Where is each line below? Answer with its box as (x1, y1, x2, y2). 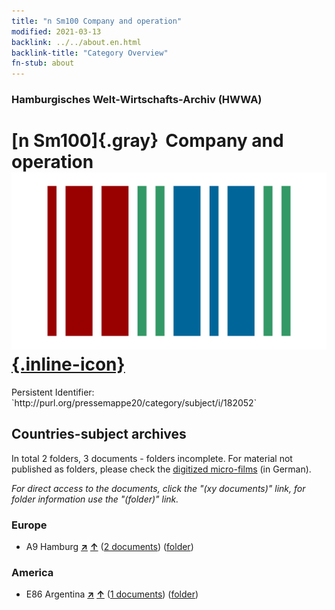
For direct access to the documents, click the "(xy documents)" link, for (11, 482, 306, 494)
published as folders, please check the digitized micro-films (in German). (11, 463, 312, 475)
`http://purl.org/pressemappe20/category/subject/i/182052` (11, 396, 258, 409)
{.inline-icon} (11, 353, 126, 376)
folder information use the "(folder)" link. (11, 493, 179, 505)
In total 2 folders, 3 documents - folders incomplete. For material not (11, 452, 293, 464)
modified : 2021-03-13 (11, 26, 102, 37)
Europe (11, 518, 48, 532)
